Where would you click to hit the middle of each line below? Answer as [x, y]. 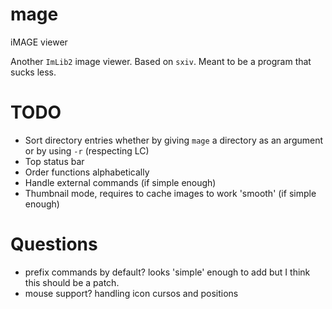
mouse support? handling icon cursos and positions [131, 293]
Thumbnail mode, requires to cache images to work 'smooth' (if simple [170, 193]
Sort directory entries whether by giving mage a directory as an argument [174, 140]
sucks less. [33, 72]
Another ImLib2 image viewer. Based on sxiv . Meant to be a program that [161, 61]
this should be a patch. [72, 282]
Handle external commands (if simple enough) [120, 182]
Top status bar [54, 161]
